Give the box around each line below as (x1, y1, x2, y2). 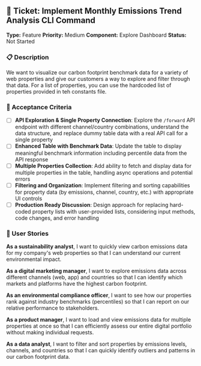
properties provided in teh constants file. (6, 88, 107, 95)
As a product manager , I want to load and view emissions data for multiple (6, 316, 191, 323)
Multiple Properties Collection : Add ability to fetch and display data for (14, 162, 192, 169)
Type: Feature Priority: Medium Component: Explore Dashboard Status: (6, 31, 187, 38)
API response (14, 155, 49, 163)
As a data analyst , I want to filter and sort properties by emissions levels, (6, 340, 187, 348)
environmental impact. (6, 256, 62, 263)
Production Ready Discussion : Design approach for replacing (14, 201, 169, 208)
